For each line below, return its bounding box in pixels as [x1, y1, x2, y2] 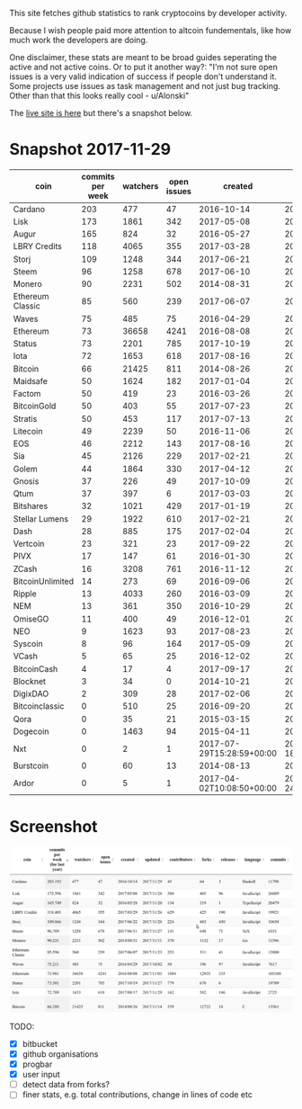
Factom [13, 389, 41, 399]
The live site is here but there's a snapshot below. [9, 108, 193, 118]
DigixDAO [13, 688, 49, 700]
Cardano [13, 203, 46, 214]
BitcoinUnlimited [13, 576, 75, 586]
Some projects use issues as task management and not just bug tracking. [9, 81, 281, 91]
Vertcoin [13, 539, 45, 550]
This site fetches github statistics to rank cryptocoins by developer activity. [9, 8, 288, 18]
